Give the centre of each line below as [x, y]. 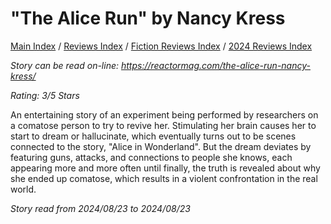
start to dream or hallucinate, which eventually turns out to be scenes [153, 136]
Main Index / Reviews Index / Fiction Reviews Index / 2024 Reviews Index [161, 46]
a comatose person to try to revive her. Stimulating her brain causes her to [163, 125]
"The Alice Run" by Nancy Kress [148, 18]
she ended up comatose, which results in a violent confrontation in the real [164, 178]
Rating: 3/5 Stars [45, 95]
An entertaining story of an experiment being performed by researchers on [164, 114]
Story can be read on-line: [65, 65]
